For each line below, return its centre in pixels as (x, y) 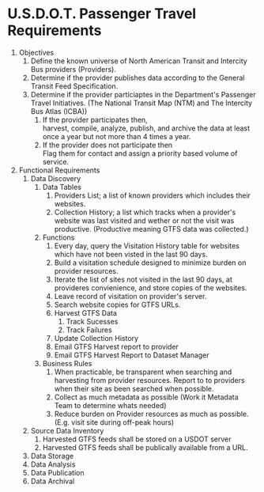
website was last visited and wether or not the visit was (144, 220)
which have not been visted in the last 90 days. (131, 254)
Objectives (36, 52)
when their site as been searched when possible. (134, 388)
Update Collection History (96, 338)
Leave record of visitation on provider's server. (130, 296)
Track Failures (89, 330)
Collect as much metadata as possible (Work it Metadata (146, 397)
